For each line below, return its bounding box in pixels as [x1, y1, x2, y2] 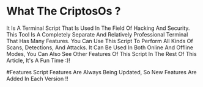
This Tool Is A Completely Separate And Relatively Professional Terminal [6, 30, 188, 38]
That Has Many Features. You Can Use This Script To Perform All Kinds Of [6, 37, 194, 44]
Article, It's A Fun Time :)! [6, 57, 70, 64]
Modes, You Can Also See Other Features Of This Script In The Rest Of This [6, 50, 197, 57]
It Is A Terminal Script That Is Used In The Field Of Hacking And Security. [6, 24, 190, 32]
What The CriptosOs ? [6, 4, 121, 18]
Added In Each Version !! [6, 75, 68, 82]
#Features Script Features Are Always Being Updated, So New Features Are [6, 68, 197, 75]
